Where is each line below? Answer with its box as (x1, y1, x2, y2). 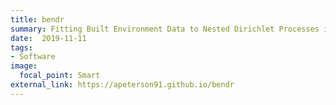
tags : (10, 42, 33, 53)
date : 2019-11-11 (10, 33, 87, 43)
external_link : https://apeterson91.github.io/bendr (10, 80, 235, 90)
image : (10, 61, 38, 71)
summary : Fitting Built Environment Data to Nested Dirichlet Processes (10, 24, 320, 34)
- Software (10, 52, 56, 62)
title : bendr (10, 14, 65, 25)
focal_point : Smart (19, 71, 101, 81)
